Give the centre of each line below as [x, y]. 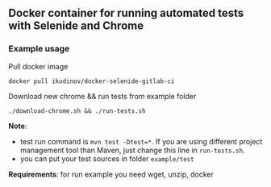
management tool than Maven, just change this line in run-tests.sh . [132, 150]
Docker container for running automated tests [126, 13]
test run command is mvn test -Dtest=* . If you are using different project [141, 141]
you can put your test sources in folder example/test [107, 158]
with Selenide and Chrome [76, 26]
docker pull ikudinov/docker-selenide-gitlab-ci [92, 81]
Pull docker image [38, 66]
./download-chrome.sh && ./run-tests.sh [77, 111]
